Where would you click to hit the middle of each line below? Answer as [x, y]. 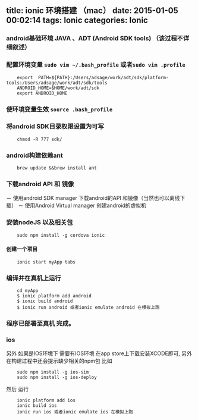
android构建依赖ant [35, 155]
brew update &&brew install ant [57, 168]
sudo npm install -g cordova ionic [61, 235]
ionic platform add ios [46, 400]
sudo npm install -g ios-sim [53, 372]
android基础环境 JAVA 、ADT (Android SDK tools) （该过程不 [95, 39]
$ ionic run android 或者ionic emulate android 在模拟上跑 [88, 308]
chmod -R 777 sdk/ [40, 139]
